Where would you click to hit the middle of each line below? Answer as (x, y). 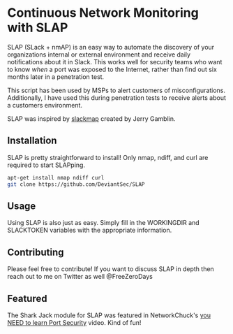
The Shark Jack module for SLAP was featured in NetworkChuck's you (109, 315)
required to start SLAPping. (46, 165)
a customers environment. (45, 105)
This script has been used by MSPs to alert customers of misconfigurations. (116, 90)
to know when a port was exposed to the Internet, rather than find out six (112, 69)
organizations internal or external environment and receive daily (99, 55)
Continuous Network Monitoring (103, 13)
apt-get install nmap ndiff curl (56, 177)
